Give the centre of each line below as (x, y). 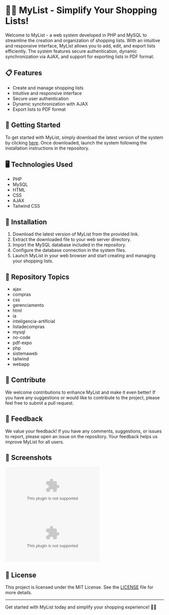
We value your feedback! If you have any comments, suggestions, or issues (83, 431)
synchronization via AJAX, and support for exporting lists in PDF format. (80, 56)
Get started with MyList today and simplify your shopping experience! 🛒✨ (81, 607)
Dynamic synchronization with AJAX (50, 104)
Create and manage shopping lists (48, 87)
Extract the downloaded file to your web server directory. (72, 240)
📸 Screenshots (29, 458)
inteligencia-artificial (34, 321)
